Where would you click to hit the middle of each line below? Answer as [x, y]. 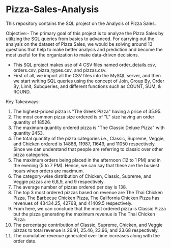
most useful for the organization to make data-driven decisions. [73, 55]
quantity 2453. [28, 133]
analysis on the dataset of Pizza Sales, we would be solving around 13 [79, 44]
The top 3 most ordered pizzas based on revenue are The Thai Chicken [88, 192]
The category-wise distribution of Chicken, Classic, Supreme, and [82, 176]
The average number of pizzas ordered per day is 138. [70, 187]
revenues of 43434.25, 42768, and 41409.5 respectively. [73, 203]
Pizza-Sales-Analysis [52, 9]
